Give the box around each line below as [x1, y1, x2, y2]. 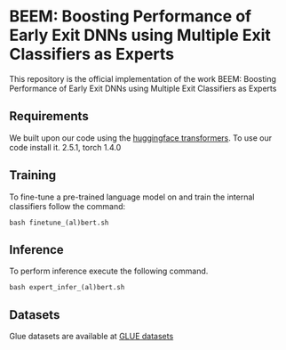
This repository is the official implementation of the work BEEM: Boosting [9, 73, 277, 84]
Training [9, 167, 57, 183]
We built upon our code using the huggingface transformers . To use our [9, 132, 273, 143]
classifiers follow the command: [9, 200, 126, 211]
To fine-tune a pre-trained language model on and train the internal [9, 191, 255, 202]
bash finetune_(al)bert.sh [9, 218, 109, 227]
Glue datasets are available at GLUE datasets [9, 331, 174, 342]
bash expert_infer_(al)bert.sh [9, 283, 125, 292]
